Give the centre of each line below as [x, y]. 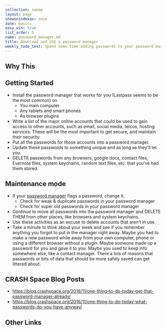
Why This [20, 66]
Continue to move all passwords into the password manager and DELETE [86, 211]
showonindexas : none [26, 19]
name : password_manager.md [33, 37]
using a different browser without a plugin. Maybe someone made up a [84, 243]
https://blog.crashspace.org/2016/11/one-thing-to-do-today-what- [80, 302]
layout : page [19, 14]
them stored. [25, 168]
